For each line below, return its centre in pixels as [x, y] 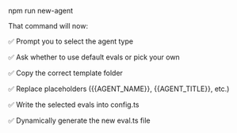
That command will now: [48, 26]
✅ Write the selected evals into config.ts [74, 104]
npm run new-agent [41, 11]
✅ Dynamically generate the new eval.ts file [79, 120]
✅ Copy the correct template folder [65, 73]
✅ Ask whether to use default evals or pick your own [94, 57]
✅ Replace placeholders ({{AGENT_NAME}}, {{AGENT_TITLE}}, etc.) [119, 89]
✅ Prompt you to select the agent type [71, 41]
